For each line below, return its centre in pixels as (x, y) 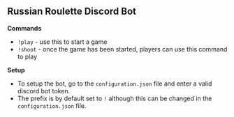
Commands (24, 28)
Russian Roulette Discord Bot (72, 11)
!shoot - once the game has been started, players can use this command (122, 49)
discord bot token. (44, 91)
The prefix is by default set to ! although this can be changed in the (115, 98)
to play (27, 56)
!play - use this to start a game (62, 42)
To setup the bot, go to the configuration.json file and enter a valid (115, 84)
